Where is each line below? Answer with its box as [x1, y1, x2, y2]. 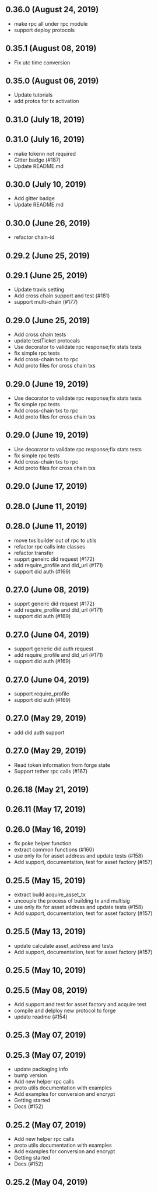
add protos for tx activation [13, 98, 79, 105]
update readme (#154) [13, 1013, 68, 1020]
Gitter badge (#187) [13, 156, 61, 163]
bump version [13, 1072, 47, 1079]
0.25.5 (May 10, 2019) [5, 965, 86, 975]
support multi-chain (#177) [13, 299, 78, 306]
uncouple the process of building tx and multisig [13, 897, 131, 904]
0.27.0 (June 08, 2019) [5, 585, 90, 595]
